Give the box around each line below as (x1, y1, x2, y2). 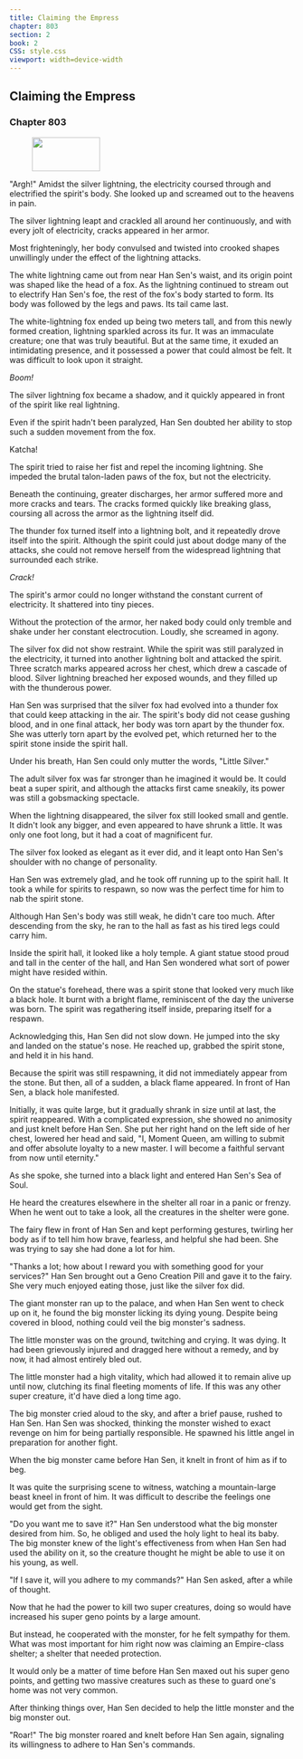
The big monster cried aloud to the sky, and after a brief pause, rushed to (9, 1408, 283, 1419)
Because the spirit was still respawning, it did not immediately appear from (9, 1067, 288, 1078)
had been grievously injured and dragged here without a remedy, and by (9, 1343, 279, 1354)
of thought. (9, 1583, 52, 1594)
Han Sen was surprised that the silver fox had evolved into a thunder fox (9, 699, 279, 711)
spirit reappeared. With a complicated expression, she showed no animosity (9, 1114, 292, 1124)
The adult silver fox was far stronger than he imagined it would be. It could (9, 773, 287, 784)
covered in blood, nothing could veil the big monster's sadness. (9, 1316, 246, 1327)
